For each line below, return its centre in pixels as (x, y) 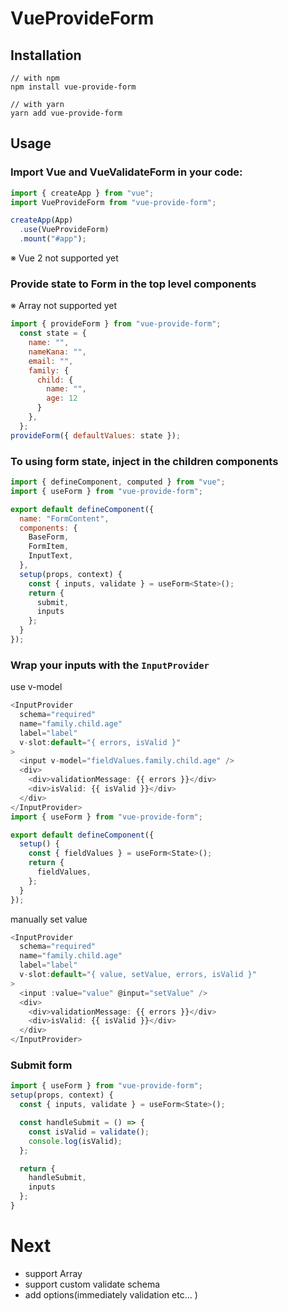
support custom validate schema (92, 1284)
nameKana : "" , (57, 352)
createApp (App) (42, 220)
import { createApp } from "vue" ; (82, 193)
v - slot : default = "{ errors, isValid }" (100, 742)
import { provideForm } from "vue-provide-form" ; (116, 324)
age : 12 (62, 398)
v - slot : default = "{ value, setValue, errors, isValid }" (138, 975)
